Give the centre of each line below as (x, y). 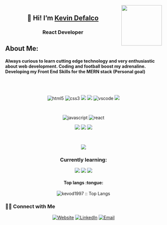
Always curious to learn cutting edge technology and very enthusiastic (80, 61)
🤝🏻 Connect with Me (30, 207)
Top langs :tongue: (83, 182)
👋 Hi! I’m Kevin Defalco (63, 18)
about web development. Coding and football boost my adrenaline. (75, 66)
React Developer (63, 32)
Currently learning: (83, 160)
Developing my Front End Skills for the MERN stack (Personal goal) (75, 72)
